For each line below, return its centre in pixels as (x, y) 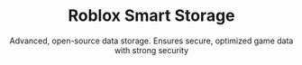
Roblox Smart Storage (151, 16)
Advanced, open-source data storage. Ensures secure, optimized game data (151, 41)
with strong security (151, 50)
